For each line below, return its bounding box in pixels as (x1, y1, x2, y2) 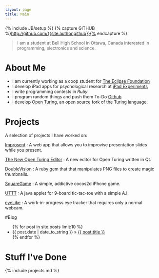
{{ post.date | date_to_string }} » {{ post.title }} (12, 229, 105, 235)
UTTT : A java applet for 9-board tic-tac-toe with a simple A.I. (5, 190, 129, 196)
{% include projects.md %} (5, 268, 60, 274)
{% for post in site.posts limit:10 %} (12, 224, 83, 230)
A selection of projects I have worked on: (5, 133, 88, 139)
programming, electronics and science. (17, 45, 96, 51)
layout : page (5, 7, 32, 12)
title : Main (5, 12, 29, 17)
